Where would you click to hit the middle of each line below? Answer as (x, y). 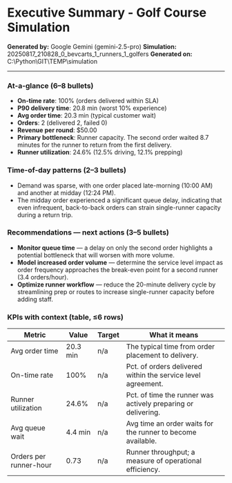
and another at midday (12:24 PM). (66, 192)
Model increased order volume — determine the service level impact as (120, 262)
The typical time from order (171, 347)
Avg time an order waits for (170, 423)
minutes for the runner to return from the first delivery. (94, 145)
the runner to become (161, 432)
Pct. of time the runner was (170, 395)
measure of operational (164, 461)
